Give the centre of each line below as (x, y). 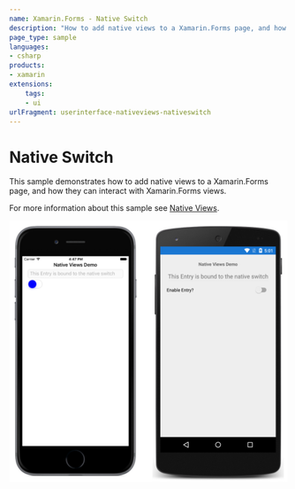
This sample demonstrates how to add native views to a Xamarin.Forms (139, 182)
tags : (35, 93)
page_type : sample (43, 37)
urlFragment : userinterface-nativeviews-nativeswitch (110, 112)
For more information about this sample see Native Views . (114, 208)
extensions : (31, 84)
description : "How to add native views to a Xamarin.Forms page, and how (148, 28)
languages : (29, 47)
